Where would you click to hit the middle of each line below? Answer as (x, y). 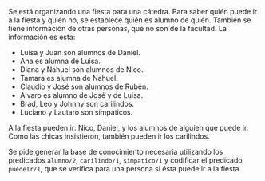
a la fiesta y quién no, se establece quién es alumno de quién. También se (130, 20)
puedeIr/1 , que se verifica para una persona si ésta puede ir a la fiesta (124, 169)
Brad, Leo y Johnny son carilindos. (77, 104)
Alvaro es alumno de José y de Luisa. (81, 95)
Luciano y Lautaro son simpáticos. (76, 112)
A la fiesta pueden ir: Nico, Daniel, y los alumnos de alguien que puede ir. (129, 128)
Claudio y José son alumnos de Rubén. (84, 86)
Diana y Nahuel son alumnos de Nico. (81, 70)
